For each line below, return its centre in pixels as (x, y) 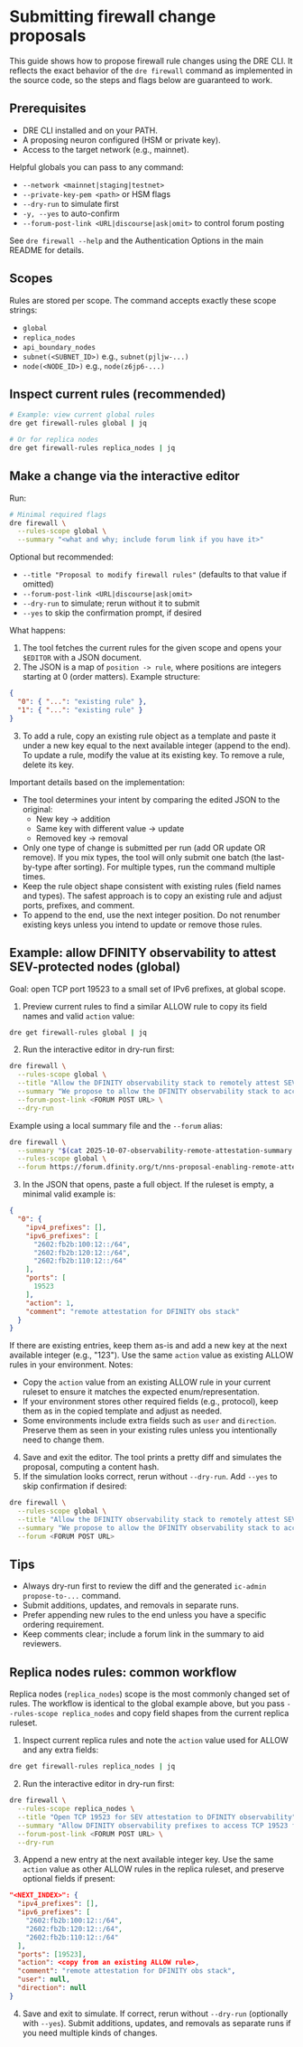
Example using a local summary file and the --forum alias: (116, 1125)
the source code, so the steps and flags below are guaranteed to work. (141, 80)
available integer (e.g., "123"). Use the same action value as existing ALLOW (151, 1355)
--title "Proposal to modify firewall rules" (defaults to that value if (154, 575)
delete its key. (48, 765)
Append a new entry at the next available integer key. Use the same (148, 1860)
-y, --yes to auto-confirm (71, 213)
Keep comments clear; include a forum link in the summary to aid (143, 1634)
